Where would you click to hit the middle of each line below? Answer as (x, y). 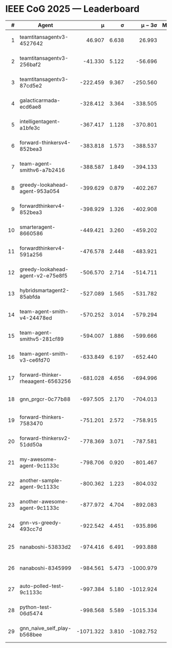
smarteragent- (38, 227)
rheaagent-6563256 (45, 381)
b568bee (31, 634)
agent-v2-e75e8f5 (44, 275)
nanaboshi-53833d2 (46, 547)
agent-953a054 (40, 191)
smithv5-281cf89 (42, 339)
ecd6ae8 (31, 106)
